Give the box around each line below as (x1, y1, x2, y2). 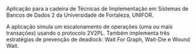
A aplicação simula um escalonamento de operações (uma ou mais (6, 23, 173, 30)
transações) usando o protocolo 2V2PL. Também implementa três (6, 29, 170, 37)
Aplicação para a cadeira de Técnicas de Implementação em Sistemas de (6, 5, 189, 12)
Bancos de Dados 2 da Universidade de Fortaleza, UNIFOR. (6, 11, 154, 19)
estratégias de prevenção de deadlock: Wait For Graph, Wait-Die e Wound (6, 36, 190, 43)
